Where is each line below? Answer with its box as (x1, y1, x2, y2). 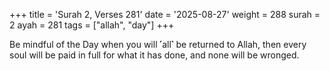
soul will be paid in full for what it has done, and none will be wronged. (9, 49, 300, 61)
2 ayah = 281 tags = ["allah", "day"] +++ (9, 19, 175, 31)
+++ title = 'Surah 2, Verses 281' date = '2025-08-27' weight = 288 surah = (9, 9, 321, 20)
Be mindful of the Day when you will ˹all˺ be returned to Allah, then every (9, 39, 307, 50)
